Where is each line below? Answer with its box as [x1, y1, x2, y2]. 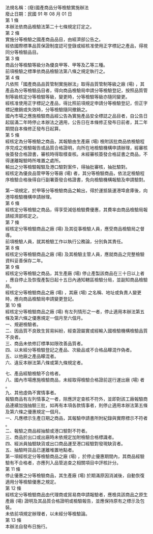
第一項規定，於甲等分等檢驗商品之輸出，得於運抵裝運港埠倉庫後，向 [5, 188, 148, 193]
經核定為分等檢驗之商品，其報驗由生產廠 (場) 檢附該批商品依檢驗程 [5, 138, 145, 144]
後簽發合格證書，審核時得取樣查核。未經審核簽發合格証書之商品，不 [5, 151, 148, 157]
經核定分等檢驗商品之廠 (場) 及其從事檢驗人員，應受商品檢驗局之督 [5, 226, 145, 232]
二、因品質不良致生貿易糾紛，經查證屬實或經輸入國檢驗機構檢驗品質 [5, 328, 148, 334]
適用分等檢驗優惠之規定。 [5, 479, 59, 485]
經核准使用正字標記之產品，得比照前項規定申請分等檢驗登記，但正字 [5, 100, 148, 106]
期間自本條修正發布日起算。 [5, 125, 64, 132]
